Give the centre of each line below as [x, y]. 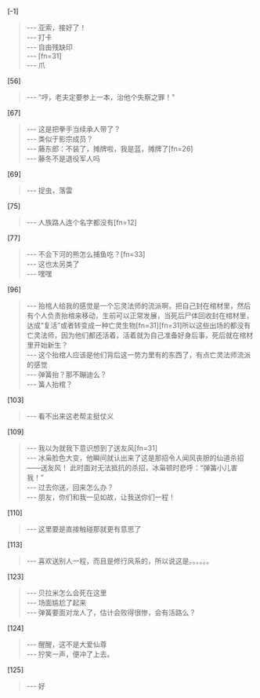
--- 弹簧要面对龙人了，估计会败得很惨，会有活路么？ [111, 612]
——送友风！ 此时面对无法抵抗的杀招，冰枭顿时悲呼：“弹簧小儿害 [132, 468]
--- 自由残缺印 [50, 47]
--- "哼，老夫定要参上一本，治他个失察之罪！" [101, 97]
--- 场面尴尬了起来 [56, 603]
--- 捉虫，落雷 [50, 190]
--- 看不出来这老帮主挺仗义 [70, 416]
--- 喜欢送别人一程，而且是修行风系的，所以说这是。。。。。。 [120, 561]
